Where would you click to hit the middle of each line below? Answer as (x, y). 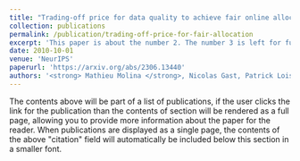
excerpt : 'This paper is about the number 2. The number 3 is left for (145, 42)
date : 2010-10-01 (42, 51)
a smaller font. (36, 148)
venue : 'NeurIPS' (42, 59)
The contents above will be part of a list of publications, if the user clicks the (150, 101)
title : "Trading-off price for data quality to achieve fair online (139, 17)
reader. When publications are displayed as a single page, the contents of (145, 130)
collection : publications (57, 26)
